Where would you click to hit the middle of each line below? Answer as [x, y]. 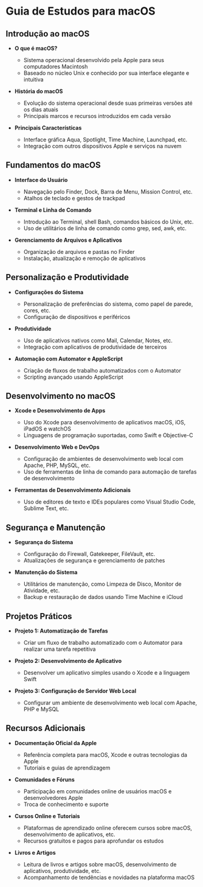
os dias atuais [41, 110]
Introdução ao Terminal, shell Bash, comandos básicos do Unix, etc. [108, 222]
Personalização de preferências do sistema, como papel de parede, [108, 304]
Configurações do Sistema [49, 292]
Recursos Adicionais [46, 728]
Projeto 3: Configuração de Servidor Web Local [75, 691]
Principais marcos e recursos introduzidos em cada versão [97, 116]
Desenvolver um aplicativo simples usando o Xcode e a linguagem [106, 673]
